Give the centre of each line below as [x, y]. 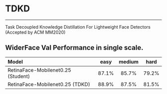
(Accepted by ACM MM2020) [35, 32]
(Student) [19, 76]
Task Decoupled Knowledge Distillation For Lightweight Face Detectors [78, 27]
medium [128, 61]
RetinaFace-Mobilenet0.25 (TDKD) [49, 84]
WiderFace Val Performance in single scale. [74, 48]
